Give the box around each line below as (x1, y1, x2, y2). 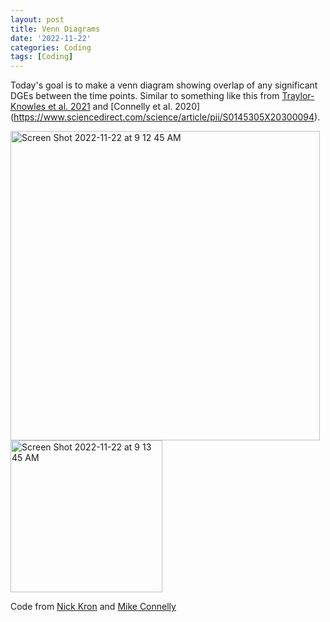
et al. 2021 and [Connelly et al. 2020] (48, 101, 201, 113)
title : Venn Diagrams (10, 24, 101, 34)
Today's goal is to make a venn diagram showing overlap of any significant (10, 79, 318, 91)
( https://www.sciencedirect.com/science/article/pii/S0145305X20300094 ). (10, 111, 321, 123)
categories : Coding (10, 42, 92, 53)
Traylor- (281, 90, 315, 102)
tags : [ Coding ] (10, 52, 74, 62)
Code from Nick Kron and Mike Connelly (10, 601, 177, 613)
